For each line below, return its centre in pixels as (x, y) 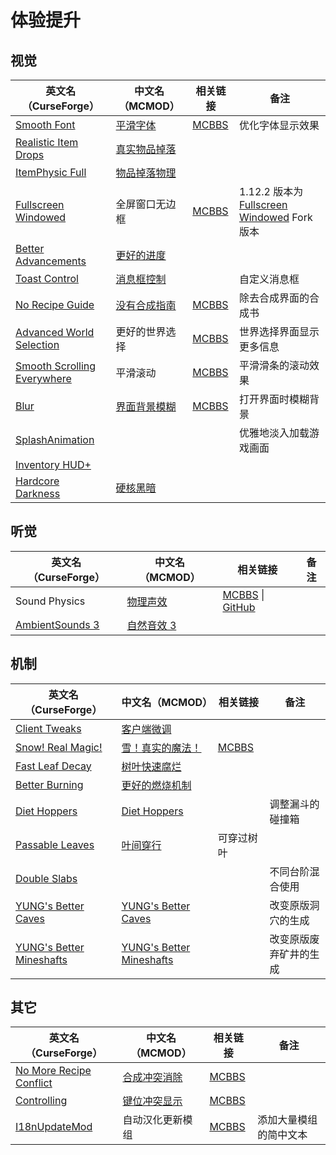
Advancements (51, 261)
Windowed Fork (275, 217)
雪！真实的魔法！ (161, 748)
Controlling (41, 1101)
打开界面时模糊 (274, 399)
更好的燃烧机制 (156, 785)
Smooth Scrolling (56, 366)
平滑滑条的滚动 (274, 365)
